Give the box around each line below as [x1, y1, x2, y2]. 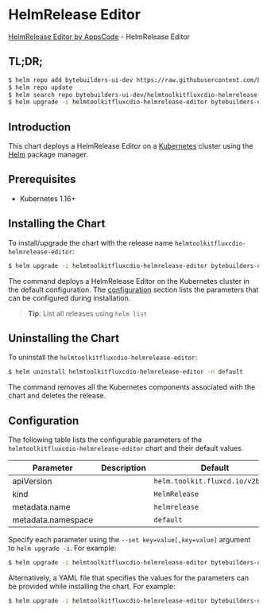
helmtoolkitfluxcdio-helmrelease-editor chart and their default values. [8, 444, 244, 453]
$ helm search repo [8, 91, 73, 99]
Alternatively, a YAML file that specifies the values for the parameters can [8, 572, 249, 582]
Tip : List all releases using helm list [27, 308, 148, 318]
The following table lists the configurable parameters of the [8, 435, 203, 444]
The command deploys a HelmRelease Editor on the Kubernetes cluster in [8, 276, 250, 285]
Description [100, 463, 147, 474]
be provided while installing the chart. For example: [8, 581, 176, 591]
